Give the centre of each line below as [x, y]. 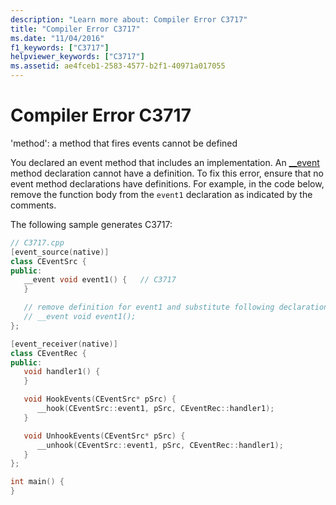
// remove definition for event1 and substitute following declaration [176, 307]
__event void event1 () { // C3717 [100, 280]
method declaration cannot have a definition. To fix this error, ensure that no [167, 173]
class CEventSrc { [48, 261]
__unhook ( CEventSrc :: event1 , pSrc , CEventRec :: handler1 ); [160, 445]
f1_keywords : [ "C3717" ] [60, 47]
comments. [33, 205]
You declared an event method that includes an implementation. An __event [165, 162]
